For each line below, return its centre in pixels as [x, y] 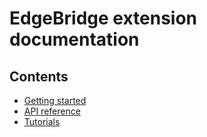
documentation [74, 39]
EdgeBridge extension [103, 18]
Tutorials [42, 121]
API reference [52, 111]
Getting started [55, 100]
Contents [39, 76]
